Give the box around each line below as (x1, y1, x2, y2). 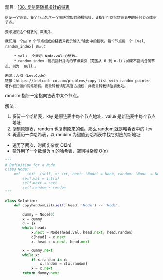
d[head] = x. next (31, 235, 66, 240)
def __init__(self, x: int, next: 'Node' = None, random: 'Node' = (14, 171, 153, 176)
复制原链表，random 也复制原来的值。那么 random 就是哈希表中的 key (12, 126, 153, 131)
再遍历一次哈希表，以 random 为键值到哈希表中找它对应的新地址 (12, 132, 141, 137)
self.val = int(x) (22, 176, 60, 181)
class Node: (5, 167, 29, 172)
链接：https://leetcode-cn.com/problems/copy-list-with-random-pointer (5, 78, 151, 83)
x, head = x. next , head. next (31, 239, 90, 244)
